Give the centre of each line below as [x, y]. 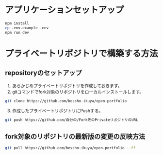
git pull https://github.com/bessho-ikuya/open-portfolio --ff [70, 148]
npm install [17, 23]
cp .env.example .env [27, 28]
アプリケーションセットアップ [65, 10]
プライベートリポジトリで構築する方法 [82, 53]
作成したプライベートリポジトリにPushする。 [57, 111]
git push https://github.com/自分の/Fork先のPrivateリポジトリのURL [72, 120]
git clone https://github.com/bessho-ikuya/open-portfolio [66, 101]
